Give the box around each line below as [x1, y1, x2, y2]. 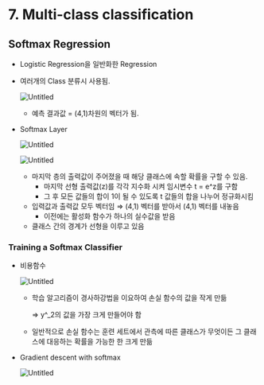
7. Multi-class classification [8, 6, 194, 24]
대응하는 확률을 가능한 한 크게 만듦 [46, 336, 153, 347]
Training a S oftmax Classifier [8, 241, 123, 252]
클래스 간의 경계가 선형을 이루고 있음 [31, 221, 145, 231]
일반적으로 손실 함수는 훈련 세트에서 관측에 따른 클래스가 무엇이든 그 [31, 327, 243, 336]
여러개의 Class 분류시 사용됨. [19, 76, 111, 85]
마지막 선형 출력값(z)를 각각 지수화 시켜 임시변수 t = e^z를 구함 [43, 181, 239, 191]
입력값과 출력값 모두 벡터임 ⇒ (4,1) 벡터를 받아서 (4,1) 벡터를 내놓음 [31, 201, 240, 211]
